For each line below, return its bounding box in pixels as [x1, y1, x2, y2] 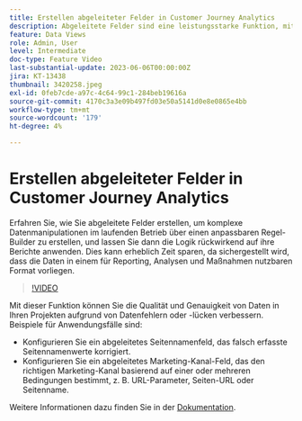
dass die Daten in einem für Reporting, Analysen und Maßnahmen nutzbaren [9, 255, 293, 266]
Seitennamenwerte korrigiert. [22, 345, 131, 356]
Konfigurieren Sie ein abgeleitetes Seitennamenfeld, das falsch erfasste [22, 336, 288, 347]
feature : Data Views [9, 30, 87, 39]
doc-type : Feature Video [9, 55, 102, 64]
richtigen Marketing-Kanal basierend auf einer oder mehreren [22, 365, 251, 376]
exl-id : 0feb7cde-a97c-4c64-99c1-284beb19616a [9, 88, 187, 97]
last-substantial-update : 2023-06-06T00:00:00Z [9, 64, 191, 73]
